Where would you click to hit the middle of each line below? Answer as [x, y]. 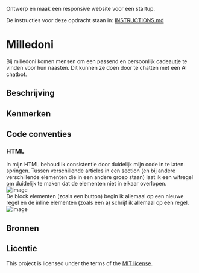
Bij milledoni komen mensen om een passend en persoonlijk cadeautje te [97, 61]
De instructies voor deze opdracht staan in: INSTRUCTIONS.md [85, 20]
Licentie [22, 249]
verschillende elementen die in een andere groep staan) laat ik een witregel [100, 177]
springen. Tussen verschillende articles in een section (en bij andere [91, 171]
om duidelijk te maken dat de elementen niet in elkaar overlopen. [87, 184]
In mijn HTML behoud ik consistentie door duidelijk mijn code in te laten [95, 165]
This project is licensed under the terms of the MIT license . [79, 263]
